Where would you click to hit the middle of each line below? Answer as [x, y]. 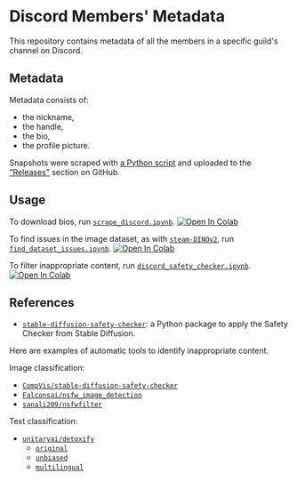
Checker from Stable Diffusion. [79, 333]
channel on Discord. [46, 50]
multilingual [60, 468]
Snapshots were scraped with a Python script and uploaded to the [130, 163]
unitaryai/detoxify [58, 439]
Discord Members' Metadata [117, 16]
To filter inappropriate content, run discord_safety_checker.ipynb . [130, 265]
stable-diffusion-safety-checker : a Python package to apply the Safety [155, 324]
